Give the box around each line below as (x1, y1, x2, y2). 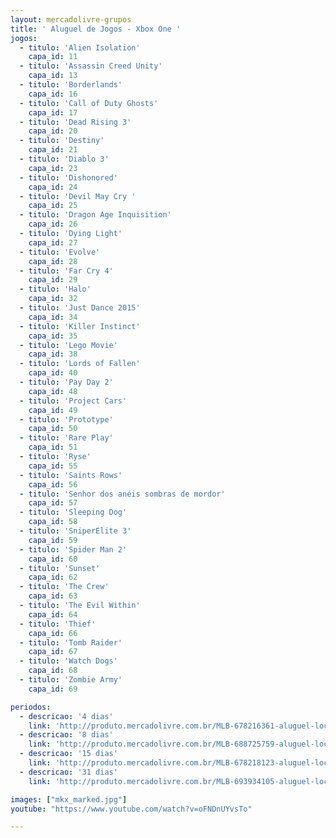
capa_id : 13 (28, 71, 78, 81)
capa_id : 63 (28, 591, 78, 601)
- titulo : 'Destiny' (19, 136, 105, 146)
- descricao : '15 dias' (19, 749, 118, 759)
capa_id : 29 (28, 275, 78, 285)
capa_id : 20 (28, 126, 78, 136)
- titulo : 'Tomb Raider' (19, 637, 123, 648)
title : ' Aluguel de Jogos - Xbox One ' (10, 24, 182, 34)
